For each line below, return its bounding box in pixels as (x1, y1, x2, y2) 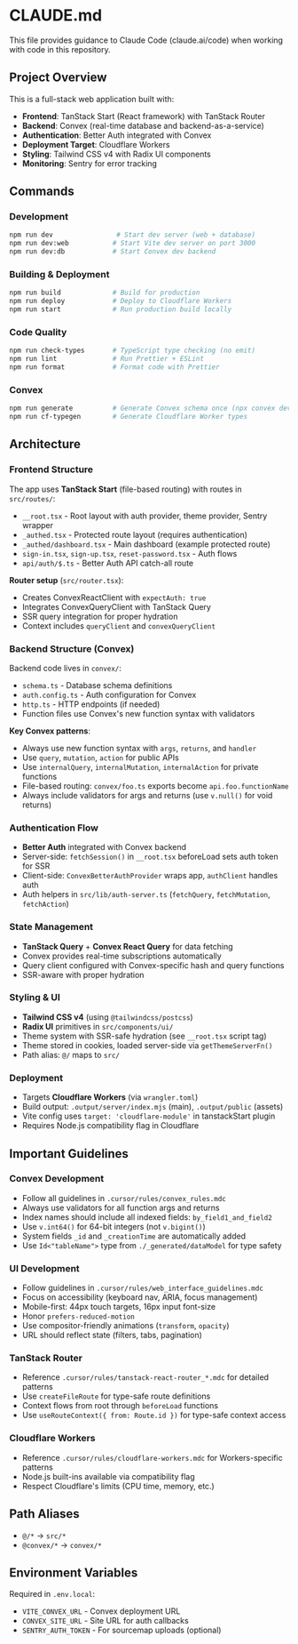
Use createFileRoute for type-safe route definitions (21, 1391, 211, 1401)
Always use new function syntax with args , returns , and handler (21, 742, 257, 753)
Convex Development (9, 1173, 105, 1185)
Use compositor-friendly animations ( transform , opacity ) (21, 1320, 230, 1331)
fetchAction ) (21, 899, 69, 910)
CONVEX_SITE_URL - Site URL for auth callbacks (21, 1616, 189, 1626)
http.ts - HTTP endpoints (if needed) (21, 699, 161, 710)
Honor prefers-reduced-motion (21, 1311, 135, 1321)
